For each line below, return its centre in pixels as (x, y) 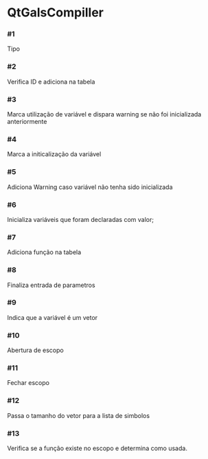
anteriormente (27, 122)
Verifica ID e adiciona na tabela (51, 82)
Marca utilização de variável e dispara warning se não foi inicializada (104, 114)
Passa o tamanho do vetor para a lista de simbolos (78, 415)
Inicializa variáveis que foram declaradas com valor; (81, 219)
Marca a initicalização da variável (54, 154)
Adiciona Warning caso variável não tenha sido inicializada (90, 187)
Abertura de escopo (35, 350)
